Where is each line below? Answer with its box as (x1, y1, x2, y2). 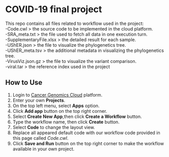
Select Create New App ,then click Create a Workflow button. (12, 113, 142, 119)
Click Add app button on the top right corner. (12, 108, 107, 114)
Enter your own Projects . (12, 97, 65, 103)
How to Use (5, 78, 43, 87)
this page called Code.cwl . (12, 135, 69, 141)
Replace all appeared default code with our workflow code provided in (12, 130, 160, 136)
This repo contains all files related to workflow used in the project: (5, 20, 144, 26)
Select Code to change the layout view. (12, 124, 95, 130)
